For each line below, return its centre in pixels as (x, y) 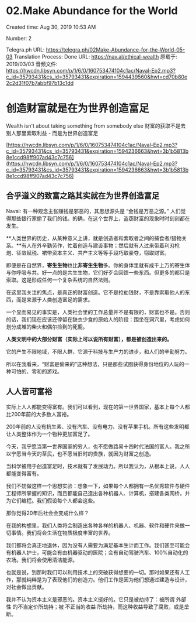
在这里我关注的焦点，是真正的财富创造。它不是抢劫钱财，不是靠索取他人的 (95, 292)
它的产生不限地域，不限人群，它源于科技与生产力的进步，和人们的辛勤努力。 (98, 351)
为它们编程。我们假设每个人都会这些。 (52, 500)
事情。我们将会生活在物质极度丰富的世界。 (62, 533)
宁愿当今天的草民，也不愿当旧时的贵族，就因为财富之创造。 (83, 453)
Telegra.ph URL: (25, 49)
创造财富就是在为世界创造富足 (78, 109)
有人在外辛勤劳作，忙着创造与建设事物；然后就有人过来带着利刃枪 (101, 245)
